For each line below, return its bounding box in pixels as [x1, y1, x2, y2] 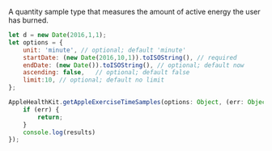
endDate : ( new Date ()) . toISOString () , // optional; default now [23, 61, 244, 69]
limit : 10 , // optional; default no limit [23, 76, 164, 84]
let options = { [8, 38, 63, 47]
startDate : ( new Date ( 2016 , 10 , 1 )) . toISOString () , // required [23, 53, 237, 61]
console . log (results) [23, 128, 96, 136]
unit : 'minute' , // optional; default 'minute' [23, 46, 186, 54]
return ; [37, 113, 63, 121]
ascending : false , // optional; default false [23, 69, 190, 77]
